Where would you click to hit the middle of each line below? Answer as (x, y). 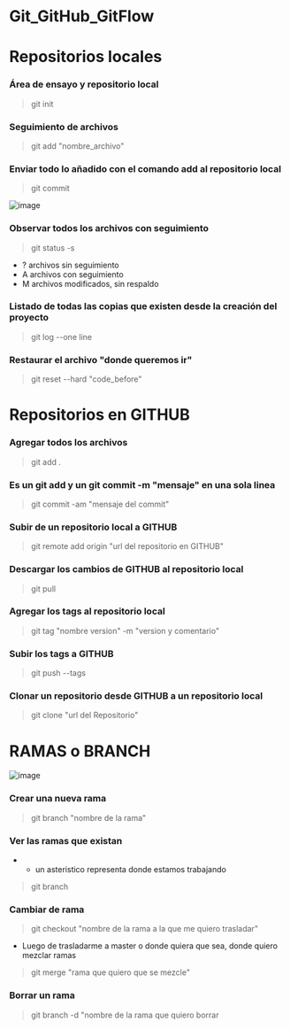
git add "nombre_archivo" (77, 146)
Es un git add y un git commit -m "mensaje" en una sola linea (142, 484)
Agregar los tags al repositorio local (87, 611)
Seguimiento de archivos (64, 127)
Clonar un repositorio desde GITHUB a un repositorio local (136, 696)
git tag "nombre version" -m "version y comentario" (125, 631)
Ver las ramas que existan (66, 840)
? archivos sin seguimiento (70, 265)
